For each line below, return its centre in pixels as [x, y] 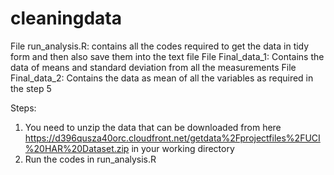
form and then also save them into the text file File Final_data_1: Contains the [167, 56]
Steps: [23, 108]
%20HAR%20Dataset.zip [77, 148]
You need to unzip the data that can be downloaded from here [153, 127]
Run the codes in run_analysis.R [90, 159]
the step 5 [31, 88]
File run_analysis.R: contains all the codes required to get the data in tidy [160, 46]
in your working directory [183, 148]
